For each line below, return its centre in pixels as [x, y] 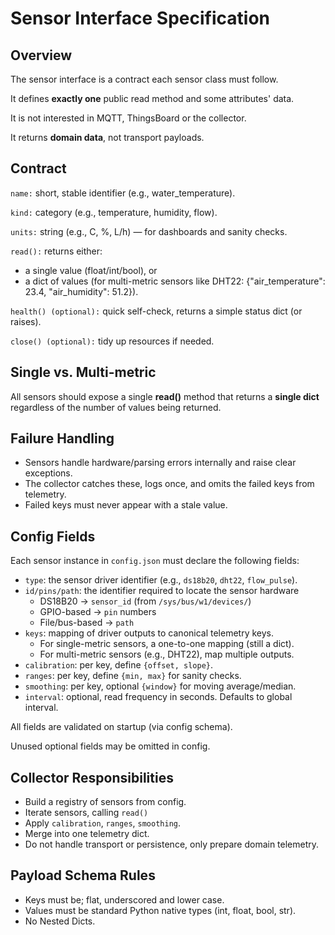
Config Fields [53, 536]
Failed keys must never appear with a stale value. [126, 505]
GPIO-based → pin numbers [98, 612]
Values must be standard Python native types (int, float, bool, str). [160, 910]
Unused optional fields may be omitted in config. [110, 746]
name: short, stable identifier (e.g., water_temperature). [123, 193]
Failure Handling [62, 438]
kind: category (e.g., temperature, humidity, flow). [114, 212]
